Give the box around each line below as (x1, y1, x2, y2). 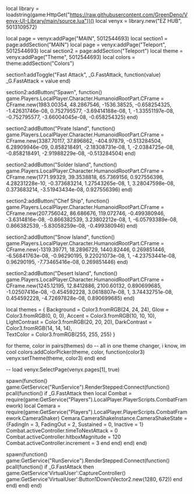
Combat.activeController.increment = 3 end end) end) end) (6, 440, 147, 447)
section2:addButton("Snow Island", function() (6, 234, 115, 241)
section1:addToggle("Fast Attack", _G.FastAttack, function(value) (6, 71, 161, 78)
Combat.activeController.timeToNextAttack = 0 (6, 427, 118, 434)
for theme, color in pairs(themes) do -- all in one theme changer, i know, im (6, 342, 186, 349)
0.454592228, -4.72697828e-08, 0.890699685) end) (6, 295, 135, 301)
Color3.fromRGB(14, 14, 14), (6, 325, 72, 331)
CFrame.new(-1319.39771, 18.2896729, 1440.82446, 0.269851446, (6, 246, 166, 253)
